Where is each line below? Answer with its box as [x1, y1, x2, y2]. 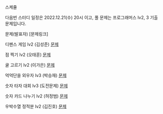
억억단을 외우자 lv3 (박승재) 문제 [5, 73, 67, 78]
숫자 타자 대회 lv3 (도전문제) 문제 [5, 83, 68, 89]
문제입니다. [5, 21, 26, 26]
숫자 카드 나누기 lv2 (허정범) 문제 [5, 93, 68, 99]
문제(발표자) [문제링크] [5, 31, 48, 37]
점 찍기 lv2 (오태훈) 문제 [5, 52, 51, 57]
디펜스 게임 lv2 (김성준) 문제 [5, 41, 59, 47]
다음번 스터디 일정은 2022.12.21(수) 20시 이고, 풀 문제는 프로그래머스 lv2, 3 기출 [5, 15, 158, 20]
